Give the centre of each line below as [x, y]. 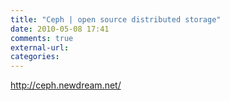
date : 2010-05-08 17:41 [60, 29]
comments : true [42, 38]
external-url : [40, 47]
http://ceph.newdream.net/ [66, 85]
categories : [35, 57]
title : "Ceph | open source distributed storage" [116, 19]
